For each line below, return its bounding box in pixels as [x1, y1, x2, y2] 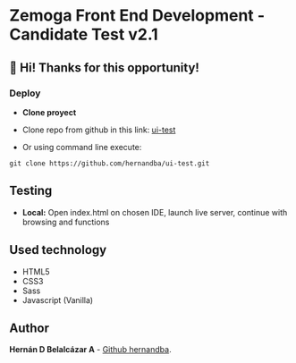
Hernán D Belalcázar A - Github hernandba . [9, 344, 172, 355]
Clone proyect [21, 106, 77, 117]
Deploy [9, 87, 41, 99]
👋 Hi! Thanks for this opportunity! [9, 60, 199, 75]
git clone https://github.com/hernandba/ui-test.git [9, 158, 210, 168]
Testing [9, 183, 53, 198]
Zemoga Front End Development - [9, 5, 266, 26]
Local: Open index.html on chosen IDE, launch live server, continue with [21, 207, 288, 217]
